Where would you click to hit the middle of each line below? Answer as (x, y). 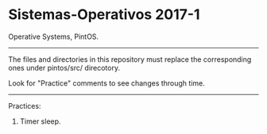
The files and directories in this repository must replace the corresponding (130, 59)
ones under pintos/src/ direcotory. (64, 67)
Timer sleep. (40, 121)
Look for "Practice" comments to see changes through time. (106, 83)
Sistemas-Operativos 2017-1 (104, 15)
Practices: (25, 105)
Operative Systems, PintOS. (54, 36)
